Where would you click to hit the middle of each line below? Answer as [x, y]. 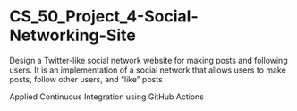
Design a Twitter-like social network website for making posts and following [148, 60]
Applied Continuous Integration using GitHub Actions [106, 97]
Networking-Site [72, 35]
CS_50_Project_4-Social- [104, 17]
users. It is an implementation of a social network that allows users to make [148, 70]
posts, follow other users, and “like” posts [86, 79]
